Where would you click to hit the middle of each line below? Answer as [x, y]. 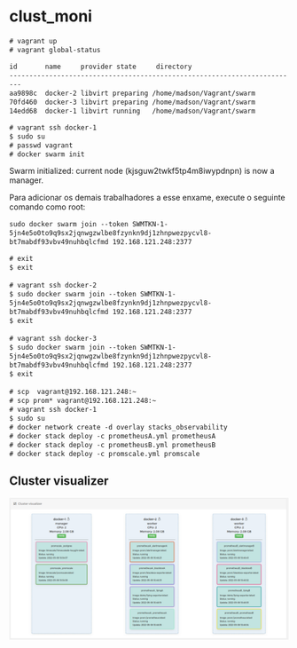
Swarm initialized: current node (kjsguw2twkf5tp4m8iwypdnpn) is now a [142, 170]
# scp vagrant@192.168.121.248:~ [73, 391]
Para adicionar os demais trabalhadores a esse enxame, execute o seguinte [147, 197]
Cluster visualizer [59, 481]
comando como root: [47, 207]
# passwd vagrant [41, 145]
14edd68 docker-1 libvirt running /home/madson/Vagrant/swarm [132, 111]
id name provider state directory [101, 67]
